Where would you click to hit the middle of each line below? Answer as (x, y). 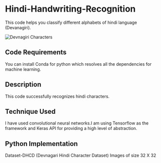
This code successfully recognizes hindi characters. (57, 96)
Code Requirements (36, 52)
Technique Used (30, 111)
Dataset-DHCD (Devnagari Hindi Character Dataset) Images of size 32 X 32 (81, 155)
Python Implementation (41, 144)
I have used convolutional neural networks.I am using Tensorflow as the (77, 123)
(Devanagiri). (18, 27)
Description (23, 84)
